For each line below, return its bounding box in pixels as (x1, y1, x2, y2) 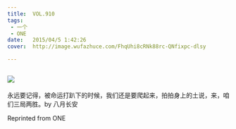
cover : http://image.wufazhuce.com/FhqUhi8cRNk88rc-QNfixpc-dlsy (7, 43, 206, 50)
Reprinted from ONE (7, 113, 66, 122)
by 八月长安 (44, 99, 79, 108)
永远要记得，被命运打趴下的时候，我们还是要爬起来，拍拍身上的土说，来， (7, 91, 223, 99)
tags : (7, 17, 23, 24)
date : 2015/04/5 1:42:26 (7, 37, 87, 44)
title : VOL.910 (7, 10, 55, 18)
